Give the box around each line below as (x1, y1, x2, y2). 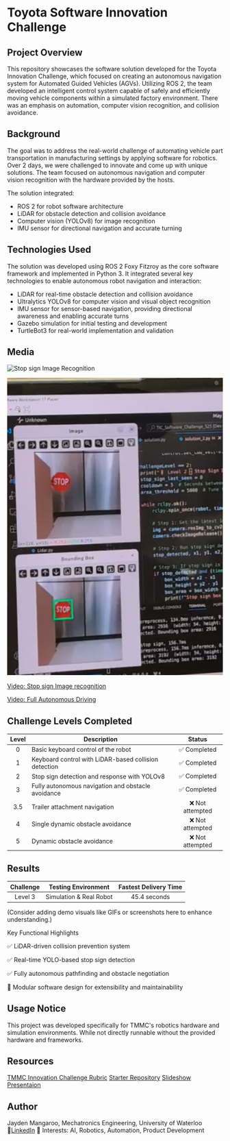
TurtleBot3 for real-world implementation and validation (16, 326, 174, 334)
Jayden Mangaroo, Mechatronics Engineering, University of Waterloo (7, 1119, 203, 1127)
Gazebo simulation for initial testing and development (16, 319, 168, 327)
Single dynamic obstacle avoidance (31, 820, 131, 828)
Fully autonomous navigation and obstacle (31, 782, 151, 790)
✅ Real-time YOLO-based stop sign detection (7, 955, 136, 964)
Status (188, 735, 207, 744)
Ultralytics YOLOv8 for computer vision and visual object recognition (16, 297, 211, 306)
